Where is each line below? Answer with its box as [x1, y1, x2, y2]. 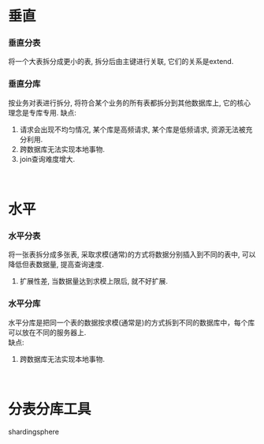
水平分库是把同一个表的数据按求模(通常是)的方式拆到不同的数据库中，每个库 [8, 318, 255, 327]
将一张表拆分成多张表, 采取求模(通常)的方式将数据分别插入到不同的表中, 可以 [8, 250, 256, 259]
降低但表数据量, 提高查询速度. [8, 260, 105, 269]
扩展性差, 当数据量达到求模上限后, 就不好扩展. [19, 277, 168, 286]
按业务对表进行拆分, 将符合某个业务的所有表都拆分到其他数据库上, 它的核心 [8, 98, 251, 107]
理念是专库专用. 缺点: [8, 107, 77, 117]
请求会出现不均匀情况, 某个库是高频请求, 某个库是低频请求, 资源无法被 [19, 124, 246, 134]
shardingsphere [8, 427, 59, 436]
